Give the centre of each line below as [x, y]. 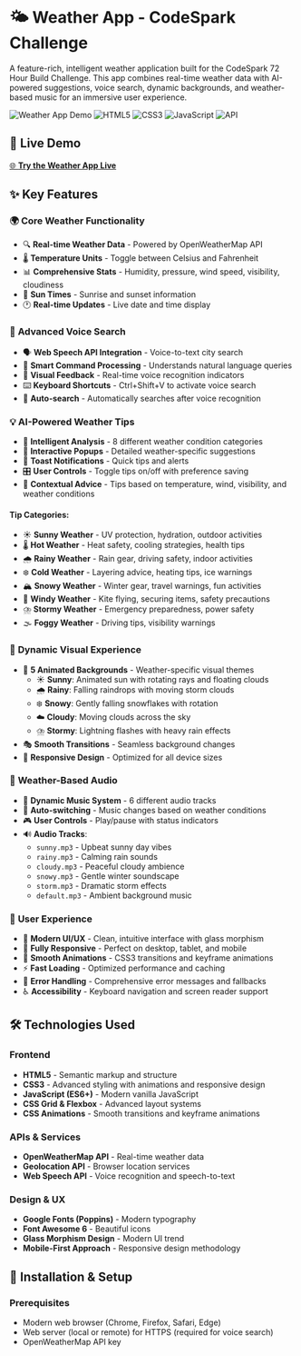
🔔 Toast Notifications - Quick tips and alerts [106, 461]
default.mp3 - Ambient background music [114, 895]
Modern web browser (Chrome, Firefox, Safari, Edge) [121, 1322]
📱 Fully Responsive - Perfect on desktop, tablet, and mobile [135, 948]
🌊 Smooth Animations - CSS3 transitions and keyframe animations [148, 958]
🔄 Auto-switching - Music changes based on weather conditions [144, 810]
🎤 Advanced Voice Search [68, 332]
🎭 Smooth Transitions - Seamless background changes [129, 744]
